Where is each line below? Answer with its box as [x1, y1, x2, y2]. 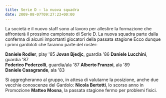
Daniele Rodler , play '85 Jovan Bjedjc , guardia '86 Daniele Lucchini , [5, 51, 147, 57]
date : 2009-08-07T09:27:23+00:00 [5, 12, 75, 17]
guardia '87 [5, 56, 29, 62]
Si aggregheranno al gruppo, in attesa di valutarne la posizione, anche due [5, 77, 159, 83]
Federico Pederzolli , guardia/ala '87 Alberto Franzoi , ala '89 [5, 62, 130, 68]
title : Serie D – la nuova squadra [5, 7, 79, 12]
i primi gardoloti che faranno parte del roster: [5, 41, 98, 47]
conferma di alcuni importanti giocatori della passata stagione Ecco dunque [5, 36, 161, 42]
